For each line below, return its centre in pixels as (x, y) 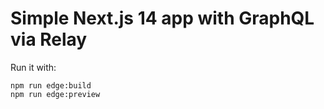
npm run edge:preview (55, 94)
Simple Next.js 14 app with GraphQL (162, 18)
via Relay (49, 39)
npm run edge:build (51, 85)
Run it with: (33, 67)
